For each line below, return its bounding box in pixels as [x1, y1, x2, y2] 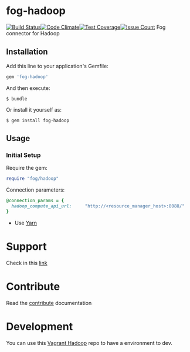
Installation [6, 47, 48, 57]
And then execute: [6, 84, 50, 92]
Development [6, 320, 73, 333]
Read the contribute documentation [6, 299, 92, 306]
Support [6, 240, 47, 253]
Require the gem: [6, 165, 48, 172]
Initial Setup [6, 151, 41, 159]
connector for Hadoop [6, 29, 60, 36]
